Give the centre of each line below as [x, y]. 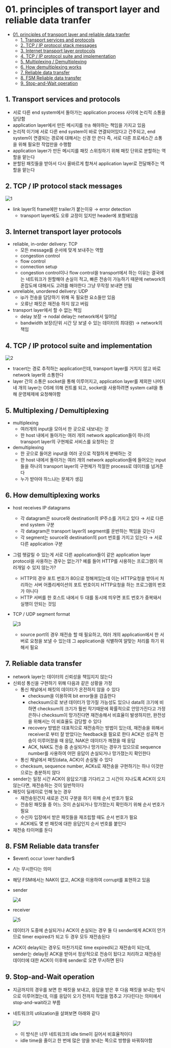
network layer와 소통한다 [38, 375]
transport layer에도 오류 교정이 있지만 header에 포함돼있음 [79, 215]
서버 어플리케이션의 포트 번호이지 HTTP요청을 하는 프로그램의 [95, 585]
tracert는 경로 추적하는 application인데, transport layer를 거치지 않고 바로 [87, 368]
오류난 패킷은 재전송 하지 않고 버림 [54, 304]
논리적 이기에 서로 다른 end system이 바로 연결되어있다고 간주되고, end [84, 131]
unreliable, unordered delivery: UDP [50, 291]
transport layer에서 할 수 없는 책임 [47, 310]
